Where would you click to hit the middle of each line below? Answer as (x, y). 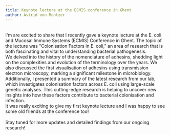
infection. (15, 100)
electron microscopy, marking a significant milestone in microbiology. (79, 73)
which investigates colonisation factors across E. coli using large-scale (80, 84)
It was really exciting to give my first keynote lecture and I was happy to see (85, 106)
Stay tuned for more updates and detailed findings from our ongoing (77, 122)
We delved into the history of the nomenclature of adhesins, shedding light (84, 56)
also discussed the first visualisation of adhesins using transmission (77, 68)
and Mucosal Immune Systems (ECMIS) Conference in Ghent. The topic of (84, 40)
